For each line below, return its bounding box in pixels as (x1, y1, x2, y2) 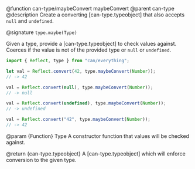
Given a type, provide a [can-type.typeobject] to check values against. (6, 40, 177, 47)
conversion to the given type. (6, 156, 77, 163)
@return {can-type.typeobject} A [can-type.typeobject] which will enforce (6, 150, 186, 157)
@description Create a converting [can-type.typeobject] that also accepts (6, 11, 185, 18)
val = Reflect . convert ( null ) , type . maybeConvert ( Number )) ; (6, 84, 153, 90)
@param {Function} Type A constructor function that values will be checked (6, 132, 189, 140)
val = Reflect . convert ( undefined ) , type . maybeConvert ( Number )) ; (6, 100, 166, 106)
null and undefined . (6, 18, 54, 24)
